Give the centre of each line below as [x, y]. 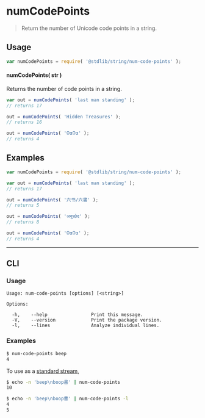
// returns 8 [23, 222]
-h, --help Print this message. [77, 315]
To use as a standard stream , [43, 371]
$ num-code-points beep [37, 353]
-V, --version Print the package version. [87, 320]
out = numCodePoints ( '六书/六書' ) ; [52, 200]
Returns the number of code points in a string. [64, 88]
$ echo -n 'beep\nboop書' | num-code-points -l [67, 399]
